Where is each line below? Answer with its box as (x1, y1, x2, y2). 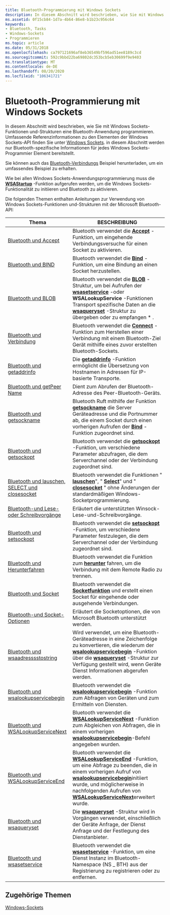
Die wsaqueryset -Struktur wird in (72, 808, 155, 815)
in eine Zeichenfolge (108, 635, 158, 642)
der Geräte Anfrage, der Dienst (72, 820, 146, 828)
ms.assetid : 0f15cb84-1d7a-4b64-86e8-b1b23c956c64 (5, 17, 114, 22)
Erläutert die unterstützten (72, 505, 135, 512)
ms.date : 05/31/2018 (5, 45, 49, 50)
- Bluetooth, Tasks (5, 26, 47, 32)
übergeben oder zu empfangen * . (72, 314, 154, 321)
